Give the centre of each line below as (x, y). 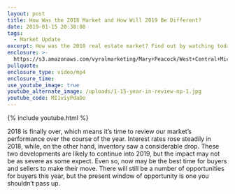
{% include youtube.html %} (48, 118)
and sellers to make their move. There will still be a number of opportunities (116, 169)
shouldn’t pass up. (34, 183)
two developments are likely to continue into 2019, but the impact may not (114, 154)
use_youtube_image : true (43, 85)
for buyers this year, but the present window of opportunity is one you (108, 176)
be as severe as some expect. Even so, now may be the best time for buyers (117, 161)
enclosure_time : (31, 79)
